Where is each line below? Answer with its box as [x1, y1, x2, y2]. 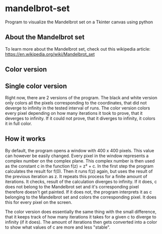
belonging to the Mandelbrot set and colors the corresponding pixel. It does [5, 194, 157, 200]
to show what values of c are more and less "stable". [5, 224, 110, 230]
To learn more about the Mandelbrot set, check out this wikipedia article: [5, 46, 151, 52]
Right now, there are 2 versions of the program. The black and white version [5, 94, 158, 100]
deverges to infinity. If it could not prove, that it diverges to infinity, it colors [5, 115, 156, 121]
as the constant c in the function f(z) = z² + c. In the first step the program [5, 163, 154, 169]
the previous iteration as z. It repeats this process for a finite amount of [5, 173, 147, 179]
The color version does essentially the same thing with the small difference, [5, 209, 157, 215]
